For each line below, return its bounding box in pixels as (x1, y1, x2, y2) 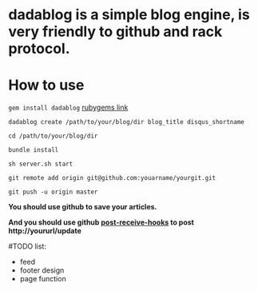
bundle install (8, 146, 59, 154)
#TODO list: (8, 241, 46, 251)
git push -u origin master (8, 188, 98, 197)
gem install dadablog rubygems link (8, 102, 129, 113)
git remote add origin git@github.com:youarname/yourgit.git (8, 174, 216, 182)
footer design (19, 265, 65, 275)
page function (19, 274, 66, 284)
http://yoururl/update (8, 226, 82, 236)
